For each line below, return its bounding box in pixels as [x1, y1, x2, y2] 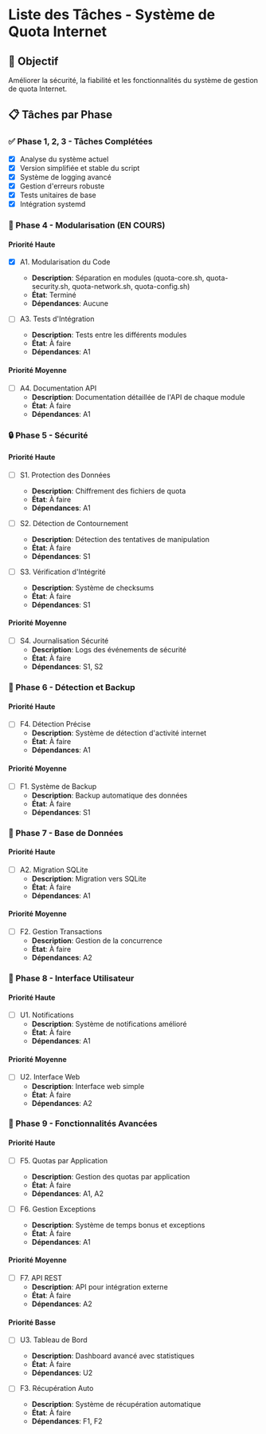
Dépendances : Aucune [31, 299, 109, 308]
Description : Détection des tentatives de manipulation [31, 534, 209, 544]
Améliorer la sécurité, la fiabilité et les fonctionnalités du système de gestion [8, 76, 259, 85]
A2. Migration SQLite [19, 865, 88, 874]
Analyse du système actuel [19, 154, 109, 164]
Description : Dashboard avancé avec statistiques [31, 1351, 195, 1361]
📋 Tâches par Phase [8, 108, 113, 121]
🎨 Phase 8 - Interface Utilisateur [8, 973, 135, 984]
